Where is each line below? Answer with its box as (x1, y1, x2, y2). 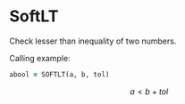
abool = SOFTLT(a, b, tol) (9, 69, 110, 79)
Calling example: (9, 52, 71, 63)
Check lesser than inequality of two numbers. (9, 36, 177, 46)
